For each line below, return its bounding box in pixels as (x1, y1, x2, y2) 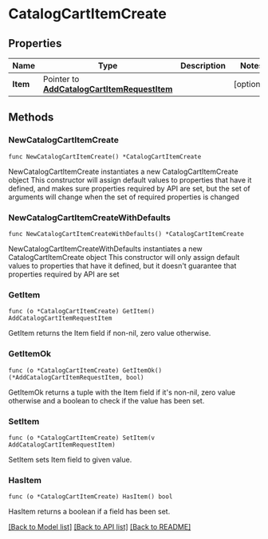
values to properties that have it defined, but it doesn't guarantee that (8, 261, 237, 270)
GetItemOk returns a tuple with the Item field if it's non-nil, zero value (8, 388, 236, 397)
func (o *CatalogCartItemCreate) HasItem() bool (8, 493, 173, 501)
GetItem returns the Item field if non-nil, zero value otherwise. (8, 329, 211, 338)
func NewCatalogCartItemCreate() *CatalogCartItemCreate (8, 152, 202, 160)
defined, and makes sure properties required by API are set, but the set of (8, 183, 251, 193)
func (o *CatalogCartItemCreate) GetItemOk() (8, 366, 162, 375)
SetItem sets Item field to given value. (8, 454, 132, 464)
